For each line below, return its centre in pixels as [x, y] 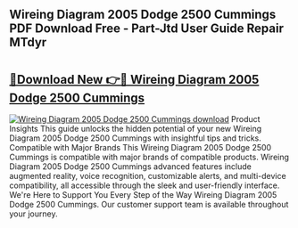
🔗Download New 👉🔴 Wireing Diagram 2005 [134, 79]
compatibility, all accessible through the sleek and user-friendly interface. [145, 185]
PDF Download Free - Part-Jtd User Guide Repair [146, 29]
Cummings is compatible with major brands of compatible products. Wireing [149, 157]
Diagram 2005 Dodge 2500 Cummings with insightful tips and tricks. [135, 138]
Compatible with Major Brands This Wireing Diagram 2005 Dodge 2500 [141, 147]
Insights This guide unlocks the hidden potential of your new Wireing [136, 129]
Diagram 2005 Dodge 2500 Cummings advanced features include [131, 167]
